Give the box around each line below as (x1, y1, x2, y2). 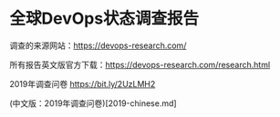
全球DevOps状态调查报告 (9, 8, 200, 29)
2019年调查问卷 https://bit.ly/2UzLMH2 (9, 78, 156, 89)
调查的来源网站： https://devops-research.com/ (9, 40, 187, 51)
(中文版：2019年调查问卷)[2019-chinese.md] (9, 97, 177, 109)
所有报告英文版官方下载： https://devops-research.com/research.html (9, 59, 271, 70)
